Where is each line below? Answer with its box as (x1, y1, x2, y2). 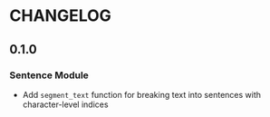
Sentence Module (9, 69, 89, 82)
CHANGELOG (9, 5, 111, 26)
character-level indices (22, 99, 109, 110)
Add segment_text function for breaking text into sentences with (22, 89, 261, 100)
